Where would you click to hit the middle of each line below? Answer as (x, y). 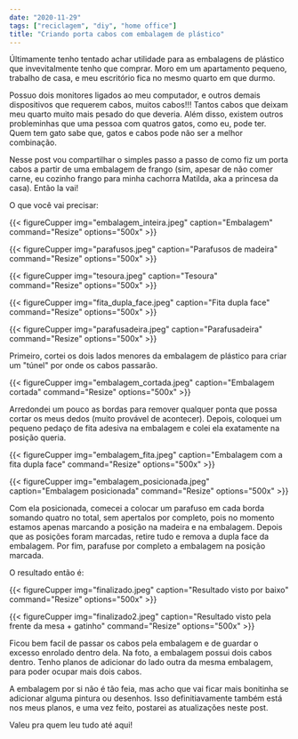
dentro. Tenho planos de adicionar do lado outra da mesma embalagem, (141, 663)
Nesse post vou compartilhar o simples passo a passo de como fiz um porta (149, 160)
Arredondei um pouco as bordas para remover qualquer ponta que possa (143, 409)
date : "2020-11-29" (45, 17)
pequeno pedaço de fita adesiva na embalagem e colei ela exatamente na (145, 429)
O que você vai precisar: (54, 205)
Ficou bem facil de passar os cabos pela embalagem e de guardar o (134, 643)
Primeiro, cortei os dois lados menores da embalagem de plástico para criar (148, 356)
